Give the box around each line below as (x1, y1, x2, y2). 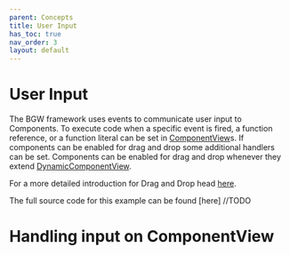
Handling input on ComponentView (9, 227, 274, 247)
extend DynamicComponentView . (9, 161, 132, 171)
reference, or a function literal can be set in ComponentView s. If (9, 132, 245, 143)
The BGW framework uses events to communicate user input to (9, 114, 242, 124)
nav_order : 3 (9, 37, 58, 47)
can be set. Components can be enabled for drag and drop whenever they (9, 152, 282, 163)
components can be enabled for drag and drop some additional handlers (9, 142, 276, 153)
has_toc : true (9, 29, 62, 38)
